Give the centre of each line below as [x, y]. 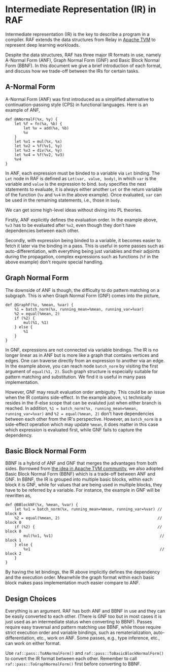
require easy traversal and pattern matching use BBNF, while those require [83, 627]
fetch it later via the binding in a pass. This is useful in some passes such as [84, 246]
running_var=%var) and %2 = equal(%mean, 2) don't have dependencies [80, 413]
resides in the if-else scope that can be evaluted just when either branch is [83, 402]
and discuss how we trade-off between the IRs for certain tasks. [72, 71]
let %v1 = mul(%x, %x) [38, 141]
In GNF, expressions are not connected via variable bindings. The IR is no [82, 350]
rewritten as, [18, 495]
